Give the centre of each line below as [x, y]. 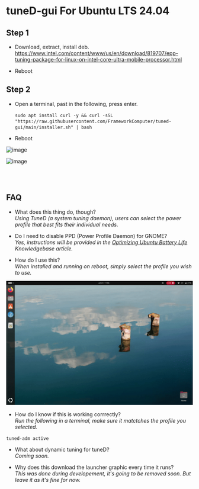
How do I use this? [37, 260]
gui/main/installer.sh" [44, 127]
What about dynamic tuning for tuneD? [62, 450]
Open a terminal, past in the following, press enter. [76, 104]
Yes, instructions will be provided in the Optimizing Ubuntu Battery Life [101, 242]
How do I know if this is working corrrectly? [68, 414]
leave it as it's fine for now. [48, 480]
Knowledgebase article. [44, 248]
